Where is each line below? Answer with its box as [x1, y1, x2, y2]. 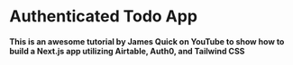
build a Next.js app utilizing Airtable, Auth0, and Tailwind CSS [9, 45, 245, 56]
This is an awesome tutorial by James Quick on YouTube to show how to [9, 36, 285, 46]
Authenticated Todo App [9, 6, 198, 27]
